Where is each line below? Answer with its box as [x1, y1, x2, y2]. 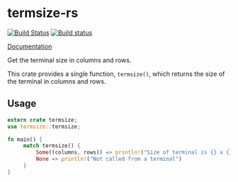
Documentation [7, 42, 52, 50]
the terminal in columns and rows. [7, 76, 106, 86]
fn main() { [7, 136, 42, 143]
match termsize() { [23, 142, 81, 149]
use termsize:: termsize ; [7, 123, 81, 130]
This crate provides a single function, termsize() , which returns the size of [7, 69, 225, 78]
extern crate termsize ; [7, 116, 78, 123]
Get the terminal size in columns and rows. [7, 55, 132, 64]
